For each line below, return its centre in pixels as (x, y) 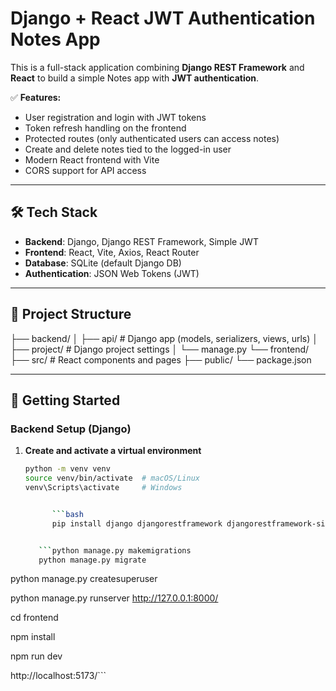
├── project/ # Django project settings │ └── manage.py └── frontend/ (160, 349)
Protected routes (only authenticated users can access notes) (152, 138)
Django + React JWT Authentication (163, 18)
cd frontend (34, 618)
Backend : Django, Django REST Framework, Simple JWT (141, 241)
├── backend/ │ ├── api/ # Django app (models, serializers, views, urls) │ (164, 338)
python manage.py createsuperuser (84, 579)
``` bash (67, 514)
